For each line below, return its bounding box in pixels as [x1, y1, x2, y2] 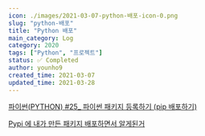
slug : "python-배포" [8, 19, 74, 27]
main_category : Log [8, 34, 74, 42]
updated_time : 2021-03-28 [8, 78, 95, 86]
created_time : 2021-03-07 [8, 71, 95, 79]
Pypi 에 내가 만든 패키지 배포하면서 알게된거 [8, 118, 146, 128]
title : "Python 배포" [8, 26, 78, 34]
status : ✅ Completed [8, 57, 79, 65]
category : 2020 [8, 42, 59, 50]
